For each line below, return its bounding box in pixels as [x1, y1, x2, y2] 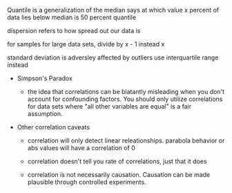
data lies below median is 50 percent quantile [7, 13, 137, 21]
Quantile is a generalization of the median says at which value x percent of [7, 6, 220, 14]
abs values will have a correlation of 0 [27, 144, 136, 151]
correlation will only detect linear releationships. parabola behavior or [27, 136, 225, 145]
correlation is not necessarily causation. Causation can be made [27, 171, 211, 178]
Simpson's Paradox [17, 74, 72, 82]
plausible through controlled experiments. [27, 178, 146, 186]
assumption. [27, 110, 64, 118]
